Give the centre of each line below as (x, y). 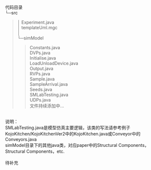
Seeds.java (41, 89)
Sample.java (42, 79)
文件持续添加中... (47, 106)
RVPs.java (40, 74)
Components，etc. (46, 151)
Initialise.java (43, 58)
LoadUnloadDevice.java (54, 63)
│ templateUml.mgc (37, 28)
